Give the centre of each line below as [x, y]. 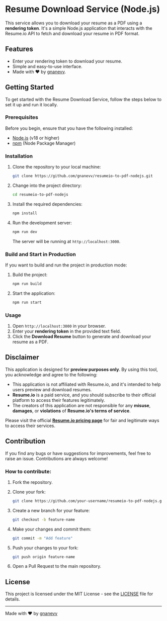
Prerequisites [22, 117]
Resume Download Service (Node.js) [83, 9]
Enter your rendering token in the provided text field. [67, 331]
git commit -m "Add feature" [42, 538]
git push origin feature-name [44, 557]
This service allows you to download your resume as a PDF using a [74, 23]
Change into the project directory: [47, 185]
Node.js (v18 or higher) [36, 138]
